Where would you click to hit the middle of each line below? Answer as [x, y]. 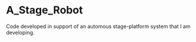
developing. [20, 32]
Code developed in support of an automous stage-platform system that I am [98, 26]
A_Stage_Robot [45, 10]
